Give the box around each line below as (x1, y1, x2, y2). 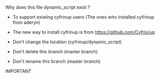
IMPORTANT (5, 68, 32, 74)
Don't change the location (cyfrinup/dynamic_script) (12, 39, 122, 45)
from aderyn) (12, 20, 41, 25)
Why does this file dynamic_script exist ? (5, 5, 90, 10)
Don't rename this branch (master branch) (12, 58, 101, 64)
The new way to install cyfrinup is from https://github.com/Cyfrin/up (12, 29, 155, 35)
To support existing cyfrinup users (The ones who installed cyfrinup (12, 14, 154, 20)
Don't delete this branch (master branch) (12, 49, 98, 54)
